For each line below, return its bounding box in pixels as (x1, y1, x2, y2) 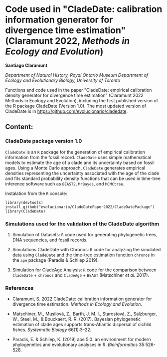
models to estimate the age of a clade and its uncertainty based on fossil (5, 160, 155, 166)
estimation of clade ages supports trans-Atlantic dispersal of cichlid (12, 322, 152, 328)
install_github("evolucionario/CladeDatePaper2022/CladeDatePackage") (5, 204, 155, 209)
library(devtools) (5, 200, 43, 205)
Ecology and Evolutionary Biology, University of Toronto (5, 77, 121, 83)
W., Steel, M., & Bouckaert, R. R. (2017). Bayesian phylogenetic (12, 316, 141, 322)
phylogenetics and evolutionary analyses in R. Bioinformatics (12, 342, 138, 348)
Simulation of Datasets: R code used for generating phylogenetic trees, (12, 231, 158, 237)
